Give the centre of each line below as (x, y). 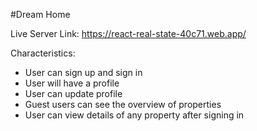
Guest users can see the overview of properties (123, 104)
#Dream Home (40, 14)
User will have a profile (72, 83)
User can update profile (73, 93)
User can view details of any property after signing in (134, 115)
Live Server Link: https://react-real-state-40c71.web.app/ (128, 33)
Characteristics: (43, 53)
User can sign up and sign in (83, 72)
